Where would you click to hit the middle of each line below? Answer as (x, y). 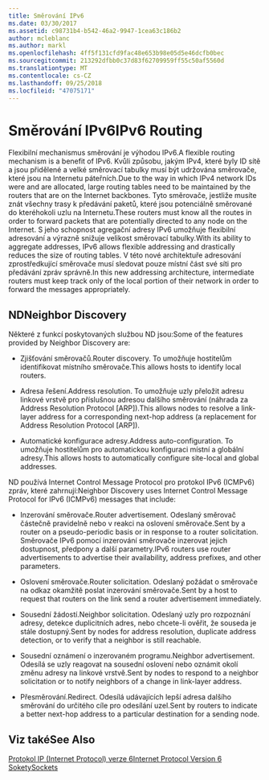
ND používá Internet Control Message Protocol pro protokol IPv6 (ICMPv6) (132, 482)
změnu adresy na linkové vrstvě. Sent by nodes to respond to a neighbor (139, 673)
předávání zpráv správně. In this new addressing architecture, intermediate (131, 272)
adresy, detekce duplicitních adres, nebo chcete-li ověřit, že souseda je (138, 623)
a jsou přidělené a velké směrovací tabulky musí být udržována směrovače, (132, 170)
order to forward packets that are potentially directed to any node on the (128, 221)
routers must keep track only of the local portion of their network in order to (134, 281)
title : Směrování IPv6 (46, 16)
